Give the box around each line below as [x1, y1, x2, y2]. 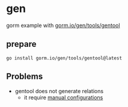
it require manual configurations [23, 94, 103, 101]
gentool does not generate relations [14, 87, 104, 94]
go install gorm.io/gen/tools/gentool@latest [6, 55, 122, 61]
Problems [6, 72, 43, 82]
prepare [6, 39, 37, 49]
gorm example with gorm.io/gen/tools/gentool [6, 22, 120, 29]
